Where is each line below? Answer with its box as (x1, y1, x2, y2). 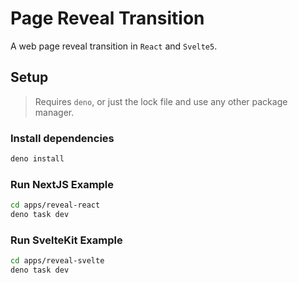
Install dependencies (10, 131, 115, 145)
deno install (10, 154, 65, 164)
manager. (34, 106, 75, 118)
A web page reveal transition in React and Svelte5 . (10, 40, 218, 52)
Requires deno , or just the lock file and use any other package (34, 95, 288, 107)
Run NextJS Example (10, 177, 115, 191)
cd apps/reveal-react (10, 200, 101, 211)
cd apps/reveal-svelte (10, 256, 105, 266)
